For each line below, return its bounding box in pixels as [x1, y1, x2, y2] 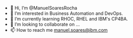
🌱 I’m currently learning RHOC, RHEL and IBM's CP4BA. [10, 16, 128, 22]
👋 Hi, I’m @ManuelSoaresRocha [10, 5, 78, 11]
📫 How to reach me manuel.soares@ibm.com [10, 27, 108, 33]
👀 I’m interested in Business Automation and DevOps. [10, 10, 123, 16]
